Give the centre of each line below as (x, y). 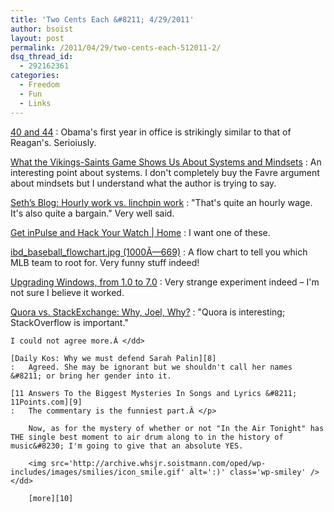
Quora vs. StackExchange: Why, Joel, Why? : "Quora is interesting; (148, 312)
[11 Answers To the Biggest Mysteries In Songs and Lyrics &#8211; (154, 393)
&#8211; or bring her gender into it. (91, 376)
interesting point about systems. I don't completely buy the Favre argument (165, 172)
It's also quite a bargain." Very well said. (92, 213)
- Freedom (39, 85)
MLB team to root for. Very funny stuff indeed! (105, 262)
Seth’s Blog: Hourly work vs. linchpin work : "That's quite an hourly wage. (161, 202)
